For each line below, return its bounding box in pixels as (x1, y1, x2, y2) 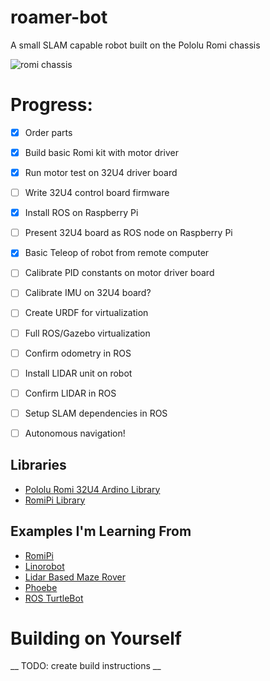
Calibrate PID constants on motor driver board (24, 267, 215, 279)
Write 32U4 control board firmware (24, 187, 170, 199)
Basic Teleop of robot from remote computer (24, 247, 210, 259)
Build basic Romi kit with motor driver (24, 146, 179, 158)
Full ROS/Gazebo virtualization (24, 327, 151, 339)
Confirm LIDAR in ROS (24, 387, 117, 399)
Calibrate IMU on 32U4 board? (24, 287, 152, 299)
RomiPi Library (24, 494, 86, 506)
